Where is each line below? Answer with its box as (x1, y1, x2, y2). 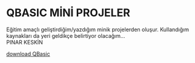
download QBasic (6, 50, 50, 57)
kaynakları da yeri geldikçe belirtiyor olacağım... (6, 32, 125, 39)
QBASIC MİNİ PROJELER (6, 6, 130, 20)
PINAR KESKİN (6, 38, 44, 46)
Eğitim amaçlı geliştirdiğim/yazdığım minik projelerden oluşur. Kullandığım (6, 26, 190, 33)
